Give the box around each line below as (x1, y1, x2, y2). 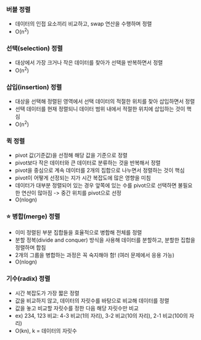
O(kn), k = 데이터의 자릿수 (14, 327, 77, 334)
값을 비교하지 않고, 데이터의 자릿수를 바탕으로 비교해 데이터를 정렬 (14, 297, 170, 304)
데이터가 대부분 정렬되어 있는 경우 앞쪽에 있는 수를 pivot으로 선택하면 (14, 182, 177, 189)
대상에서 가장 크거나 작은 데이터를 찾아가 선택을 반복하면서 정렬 (14, 59, 163, 66)
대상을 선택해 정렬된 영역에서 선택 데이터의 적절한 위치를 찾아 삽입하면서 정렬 (14, 98, 196, 105)
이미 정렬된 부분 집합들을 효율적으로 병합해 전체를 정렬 (14, 229, 143, 236)
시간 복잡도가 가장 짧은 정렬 (14, 289, 80, 297)
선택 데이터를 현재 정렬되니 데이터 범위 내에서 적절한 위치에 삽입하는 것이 (14, 105, 185, 113)
